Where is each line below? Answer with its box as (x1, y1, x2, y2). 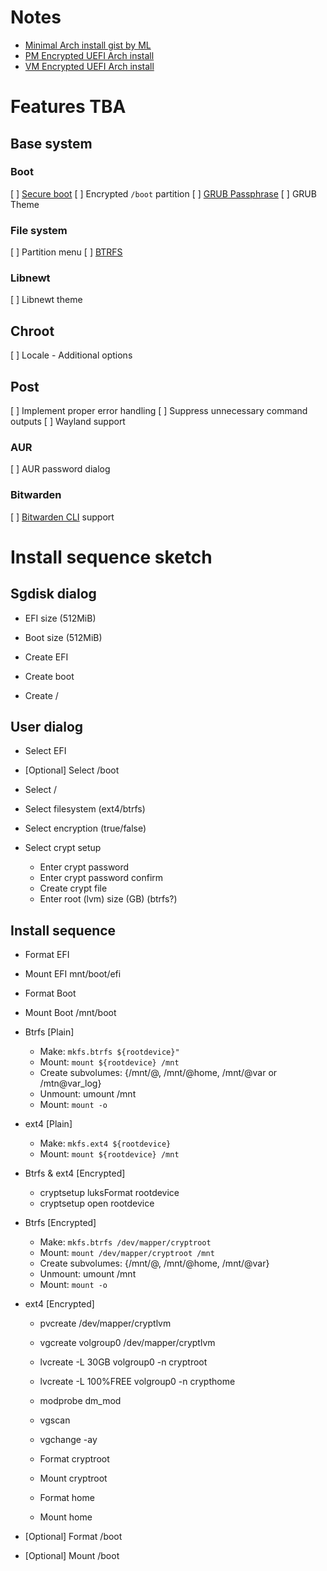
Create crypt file (39, 882, 108, 895)
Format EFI (24, 949, 70, 961)
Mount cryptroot (39, 1472, 108, 1485)
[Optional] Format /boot (24, 1531, 123, 1543)
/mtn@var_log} (39, 1077, 102, 1090)
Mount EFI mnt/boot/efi (24, 968, 122, 980)
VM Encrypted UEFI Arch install (24, 60, 155, 72)
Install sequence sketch (10, 546, 213, 568)
